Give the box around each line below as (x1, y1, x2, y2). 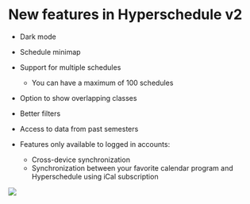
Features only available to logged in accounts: (19, 139, 171, 148)
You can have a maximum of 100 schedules (31, 78, 174, 87)
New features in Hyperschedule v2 (8, 6, 243, 24)
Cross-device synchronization (31, 155, 131, 164)
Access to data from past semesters (19, 124, 139, 133)
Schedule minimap (19, 47, 81, 56)
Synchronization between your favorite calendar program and (31, 163, 234, 172)
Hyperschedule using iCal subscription (31, 171, 159, 181)
